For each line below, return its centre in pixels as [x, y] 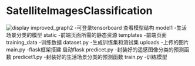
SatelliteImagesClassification [79, 11]
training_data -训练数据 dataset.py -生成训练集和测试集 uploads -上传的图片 [97, 42]
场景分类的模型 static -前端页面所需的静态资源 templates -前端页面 [87, 35]
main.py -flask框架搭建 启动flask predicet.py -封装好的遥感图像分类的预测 [95, 49]
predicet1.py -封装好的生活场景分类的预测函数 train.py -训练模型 [90, 57]
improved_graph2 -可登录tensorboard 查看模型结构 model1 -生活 [108, 27]
